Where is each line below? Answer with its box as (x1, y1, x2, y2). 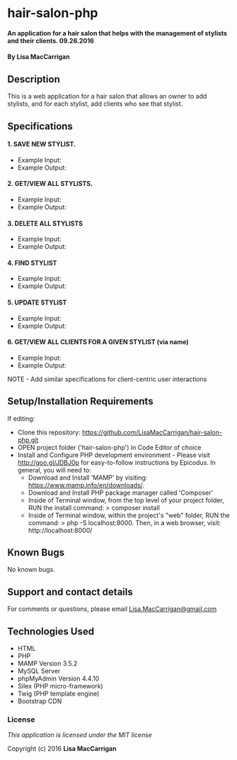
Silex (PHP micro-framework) (17, 682, 104, 690)
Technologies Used (7, 625, 94, 637)
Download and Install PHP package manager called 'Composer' (28, 488, 214, 497)
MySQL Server (17, 667, 61, 676)
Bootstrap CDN (17, 697, 62, 705)
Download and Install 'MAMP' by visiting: (28, 473, 148, 482)
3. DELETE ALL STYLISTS (7, 219, 83, 228)
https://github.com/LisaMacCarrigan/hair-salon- (81, 428, 223, 436)
